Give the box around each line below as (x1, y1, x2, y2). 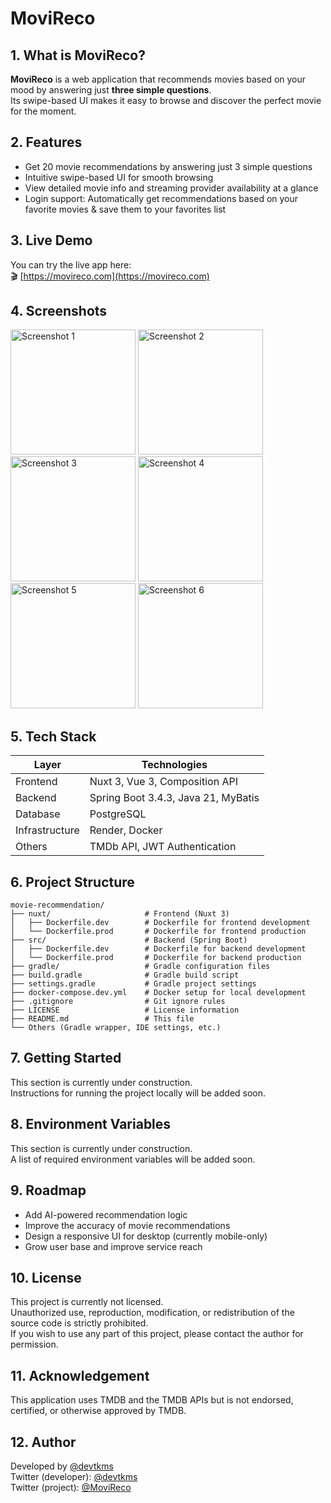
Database (15, 807, 61, 821)
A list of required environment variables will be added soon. (10, 1153, 256, 1165)
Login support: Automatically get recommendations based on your (24, 192, 299, 204)
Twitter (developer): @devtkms (10, 1470, 138, 1482)
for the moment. (10, 105, 77, 117)
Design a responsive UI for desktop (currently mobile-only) (24, 1230, 268, 1242)
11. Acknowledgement (10, 1367, 150, 1384)
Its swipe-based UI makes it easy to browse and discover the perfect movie (10, 95, 322, 106)
